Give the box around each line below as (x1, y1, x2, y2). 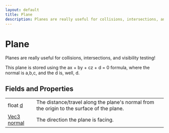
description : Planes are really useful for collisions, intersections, (5, 17, 158, 22)
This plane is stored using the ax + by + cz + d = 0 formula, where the (5, 65, 150, 71)
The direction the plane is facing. (36, 116, 114, 123)
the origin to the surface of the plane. (36, 105, 124, 112)
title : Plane (5, 12, 33, 17)
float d (8, 102, 23, 109)
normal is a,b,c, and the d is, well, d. (5, 70, 80, 76)
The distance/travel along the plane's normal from (36, 99, 154, 106)
